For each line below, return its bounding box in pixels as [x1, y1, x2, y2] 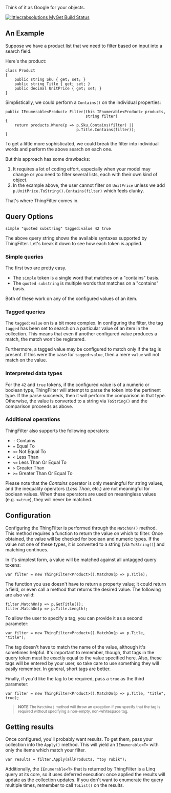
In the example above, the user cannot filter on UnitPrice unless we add [12, 182, 165, 188]
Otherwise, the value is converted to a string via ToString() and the [5, 398, 147, 404]
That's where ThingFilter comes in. [5, 197, 79, 204]
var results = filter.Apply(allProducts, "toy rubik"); [5, 757, 127, 762]
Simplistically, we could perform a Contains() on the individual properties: [5, 99, 161, 105]
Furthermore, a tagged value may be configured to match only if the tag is [5, 346, 161, 352]
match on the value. [5, 357, 47, 363]
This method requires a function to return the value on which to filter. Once [5, 530, 163, 537]
